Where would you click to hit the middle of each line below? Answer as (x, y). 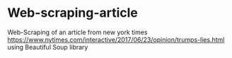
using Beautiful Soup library (48, 47)
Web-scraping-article (72, 13)
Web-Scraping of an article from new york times (77, 32)
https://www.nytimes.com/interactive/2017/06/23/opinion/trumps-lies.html (116, 39)
